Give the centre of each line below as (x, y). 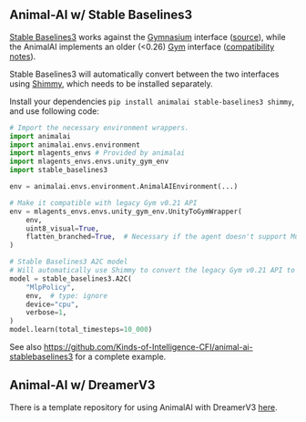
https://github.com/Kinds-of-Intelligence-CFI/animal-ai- (148, 347)
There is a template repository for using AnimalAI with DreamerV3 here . (143, 407)
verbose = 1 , (46, 313)
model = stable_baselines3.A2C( (71, 278)
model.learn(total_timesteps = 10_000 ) (81, 330)
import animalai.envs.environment (75, 145)
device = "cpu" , (52, 304)
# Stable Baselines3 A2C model (69, 262)
